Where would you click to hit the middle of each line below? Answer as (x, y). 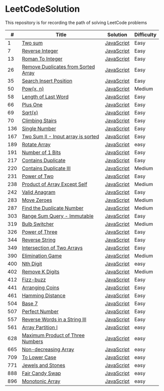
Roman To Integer (42, 59)
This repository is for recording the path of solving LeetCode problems (76, 23)
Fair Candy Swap (41, 373)
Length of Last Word (45, 96)
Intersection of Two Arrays (52, 248)
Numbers (32, 341)
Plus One (32, 105)
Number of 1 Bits (41, 152)
